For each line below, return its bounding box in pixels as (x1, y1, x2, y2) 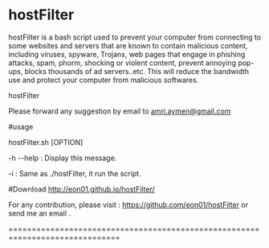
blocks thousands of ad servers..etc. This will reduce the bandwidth (24, 66, 250, 76)
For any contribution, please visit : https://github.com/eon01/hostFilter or (8, 200, 249, 209)
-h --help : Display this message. (8, 153, 117, 163)
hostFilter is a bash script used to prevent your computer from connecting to (8, 32, 262, 42)
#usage (8, 122, 34, 131)
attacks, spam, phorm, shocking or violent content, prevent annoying (8, 58, 237, 68)
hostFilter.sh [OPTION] (8, 137, 84, 147)
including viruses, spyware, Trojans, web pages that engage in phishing (8, 49, 246, 59)
